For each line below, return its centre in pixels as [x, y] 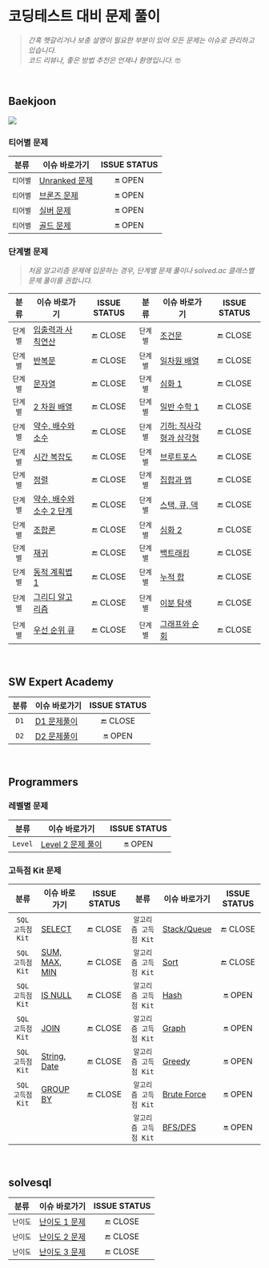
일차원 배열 [179, 361]
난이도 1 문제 [62, 1222]
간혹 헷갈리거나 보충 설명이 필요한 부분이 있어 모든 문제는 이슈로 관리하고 [141, 40]
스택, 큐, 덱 [179, 505]
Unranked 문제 [66, 181]
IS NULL [56, 996]
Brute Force [184, 1094]
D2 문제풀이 [56, 736]
